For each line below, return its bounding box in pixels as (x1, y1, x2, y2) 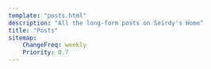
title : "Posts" (8, 26, 59, 34)
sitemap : (8, 33, 37, 42)
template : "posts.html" (8, 11, 87, 20)
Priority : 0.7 (22, 48, 69, 56)
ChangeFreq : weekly (22, 41, 87, 49)
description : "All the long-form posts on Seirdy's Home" (8, 19, 204, 27)
